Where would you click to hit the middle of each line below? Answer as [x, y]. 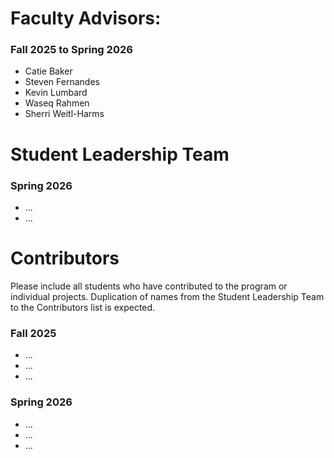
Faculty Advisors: [86, 18]
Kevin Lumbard [56, 93]
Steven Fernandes [62, 82]
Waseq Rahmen [57, 103]
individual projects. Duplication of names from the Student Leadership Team [167, 296]
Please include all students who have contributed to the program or [149, 286]
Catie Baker [48, 71]
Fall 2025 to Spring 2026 [71, 50]
